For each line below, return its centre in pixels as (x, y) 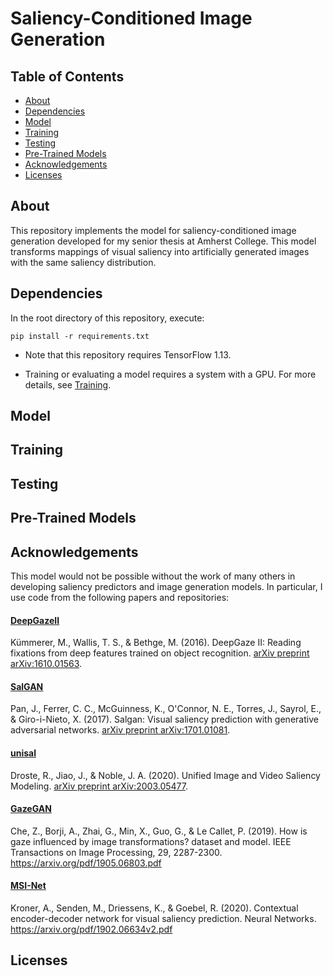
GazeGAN (31, 809)
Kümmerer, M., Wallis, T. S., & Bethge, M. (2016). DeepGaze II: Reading (156, 643)
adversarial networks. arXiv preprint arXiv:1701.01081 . (120, 730)
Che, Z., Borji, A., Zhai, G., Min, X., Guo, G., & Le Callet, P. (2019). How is (159, 831)
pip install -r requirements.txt (80, 336)
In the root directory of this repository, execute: (107, 318)
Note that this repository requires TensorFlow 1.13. (128, 354)
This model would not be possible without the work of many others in (153, 576)
